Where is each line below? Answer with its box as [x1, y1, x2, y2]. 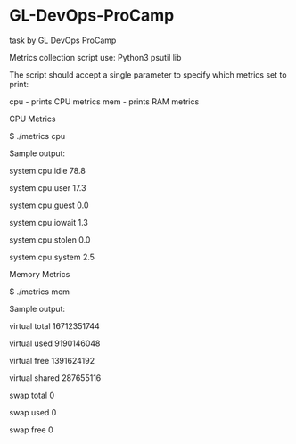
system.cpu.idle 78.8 [9, 165, 86, 176]
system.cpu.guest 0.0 [9, 200, 89, 210]
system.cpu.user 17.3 [9, 182, 86, 193]
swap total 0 [9, 390, 55, 400]
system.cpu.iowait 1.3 [9, 217, 89, 227]
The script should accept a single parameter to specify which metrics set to [9, 69, 287, 80]
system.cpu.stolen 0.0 [9, 234, 91, 245]
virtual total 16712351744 [9, 320, 100, 331]
